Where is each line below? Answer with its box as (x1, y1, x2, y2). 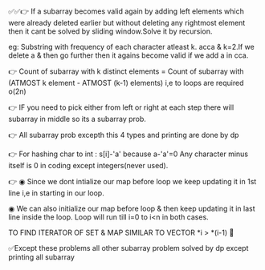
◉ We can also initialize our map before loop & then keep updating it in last (8, 204, 255, 213)
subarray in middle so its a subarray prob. (8, 115, 147, 123)
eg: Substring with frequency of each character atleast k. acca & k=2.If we (8, 42, 255, 51)
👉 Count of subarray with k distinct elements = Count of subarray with (8, 66, 244, 76)
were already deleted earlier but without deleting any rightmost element (8, 18, 246, 27)
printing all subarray (8, 252, 75, 262)
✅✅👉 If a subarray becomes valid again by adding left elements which (8, 6, 245, 16)
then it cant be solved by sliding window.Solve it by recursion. (8, 26, 213, 36)
